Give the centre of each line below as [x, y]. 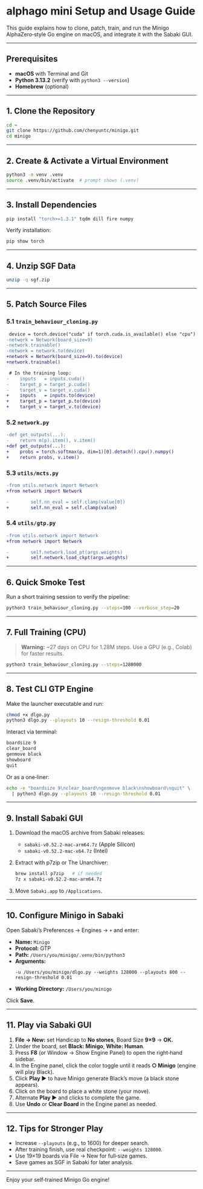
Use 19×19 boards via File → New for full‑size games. [81, 1156]
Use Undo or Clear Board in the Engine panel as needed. [86, 1104]
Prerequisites [32, 59]
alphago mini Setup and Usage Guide [101, 11]
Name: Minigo [32, 942]
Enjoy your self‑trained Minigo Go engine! [58, 1180]
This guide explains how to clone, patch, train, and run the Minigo [88, 28]
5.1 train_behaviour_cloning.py [52, 322]
